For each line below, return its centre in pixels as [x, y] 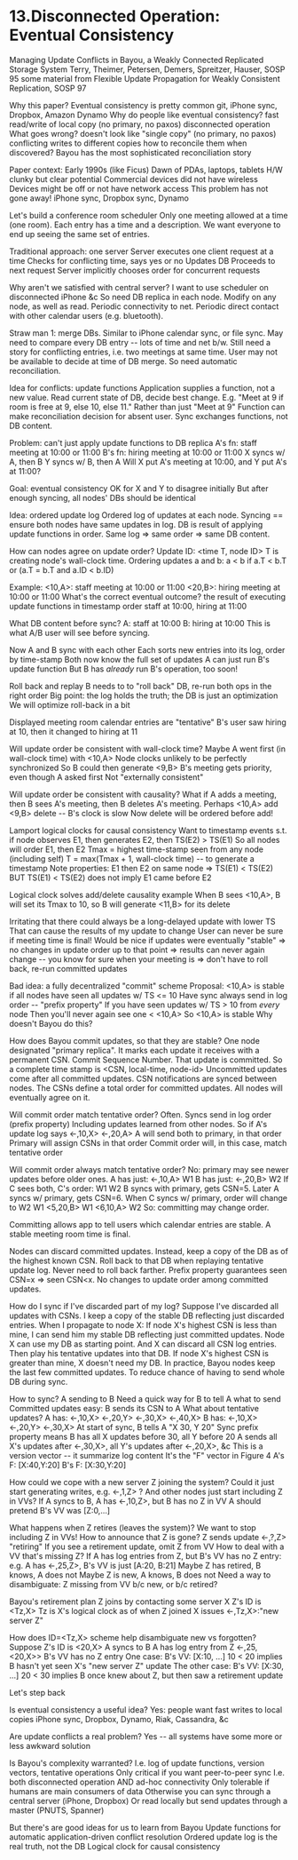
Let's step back [37, 1692]
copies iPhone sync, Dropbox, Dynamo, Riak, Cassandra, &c [119, 1719]
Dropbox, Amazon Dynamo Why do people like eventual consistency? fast [144, 115]
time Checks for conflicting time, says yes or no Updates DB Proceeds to [142, 260]
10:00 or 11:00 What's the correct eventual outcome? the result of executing [148, 596]
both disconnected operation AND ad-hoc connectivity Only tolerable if [140, 1782]
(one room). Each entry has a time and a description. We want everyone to [145, 225]
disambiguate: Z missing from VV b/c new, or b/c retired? [114, 1584]
